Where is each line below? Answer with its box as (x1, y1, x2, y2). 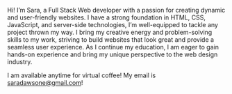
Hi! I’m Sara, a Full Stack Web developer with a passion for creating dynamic (7, 6, 226, 14)
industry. (7, 58, 33, 65)
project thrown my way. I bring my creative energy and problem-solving (7, 28, 213, 36)
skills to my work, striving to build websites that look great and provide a (7, 36, 214, 44)
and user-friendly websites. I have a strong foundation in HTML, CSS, (7, 13, 206, 22)
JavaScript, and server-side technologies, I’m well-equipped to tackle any (7, 21, 219, 29)
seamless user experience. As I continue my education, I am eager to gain (7, 43, 219, 51)
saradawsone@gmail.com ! (7, 79, 83, 86)
